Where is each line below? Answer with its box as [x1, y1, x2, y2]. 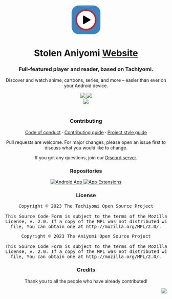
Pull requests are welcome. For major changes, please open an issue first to [6, 139, 166, 145]
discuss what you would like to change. [44, 144, 128, 151]
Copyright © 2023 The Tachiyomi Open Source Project [18, 203, 154, 209]
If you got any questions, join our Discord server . [34, 154, 138, 161]
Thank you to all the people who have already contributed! [25, 278, 147, 284]
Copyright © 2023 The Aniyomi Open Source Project [21, 233, 151, 239]
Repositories [70, 167, 102, 174]
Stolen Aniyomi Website [34, 48, 138, 59]
